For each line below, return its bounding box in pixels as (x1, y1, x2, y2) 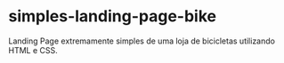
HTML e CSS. (8, 44, 59, 55)
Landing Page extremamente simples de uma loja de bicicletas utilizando (8, 35, 275, 46)
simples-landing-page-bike (8, 6, 217, 27)
